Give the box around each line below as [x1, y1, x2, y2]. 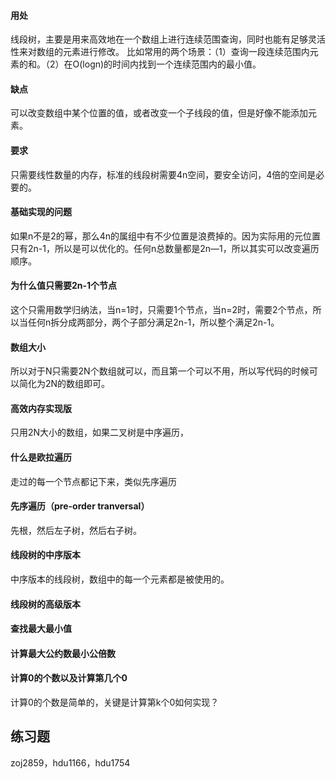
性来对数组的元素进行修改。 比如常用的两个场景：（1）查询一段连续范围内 [10, 46, 310, 58]
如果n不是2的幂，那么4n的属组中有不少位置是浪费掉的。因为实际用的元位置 [10, 230, 322, 242]
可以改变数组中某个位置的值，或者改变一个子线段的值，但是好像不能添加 [10, 107, 308, 119]
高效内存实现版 [10, 402, 72, 414]
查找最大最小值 [10, 623, 72, 635]
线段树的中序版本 [10, 549, 81, 561]
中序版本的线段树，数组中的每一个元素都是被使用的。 [10, 573, 230, 585]
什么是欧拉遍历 [10, 451, 72, 464]
